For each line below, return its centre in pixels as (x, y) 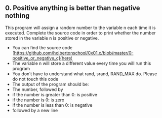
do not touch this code (35, 79)
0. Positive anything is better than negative (73, 8)
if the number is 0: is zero (38, 100)
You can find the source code (42, 47)
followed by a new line (35, 110)
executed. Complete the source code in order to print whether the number (81, 33)
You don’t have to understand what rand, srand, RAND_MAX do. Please (84, 74)
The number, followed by (38, 89)
